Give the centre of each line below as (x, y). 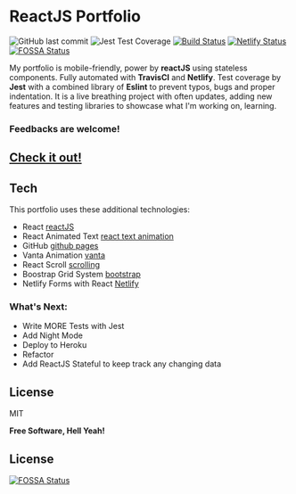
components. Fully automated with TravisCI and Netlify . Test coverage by (145, 77)
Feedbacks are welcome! (65, 128)
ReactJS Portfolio (75, 16)
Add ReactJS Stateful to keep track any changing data (122, 364)
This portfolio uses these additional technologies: (99, 210)
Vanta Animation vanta (63, 255)
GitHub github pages (60, 246)
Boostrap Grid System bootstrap (81, 275)
